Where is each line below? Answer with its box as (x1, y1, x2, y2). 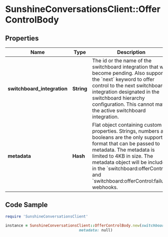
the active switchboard (92, 107, 146, 114)
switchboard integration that (92, 63, 158, 70)
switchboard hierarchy (92, 95, 145, 101)
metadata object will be (92, 159, 147, 166)
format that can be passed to (92, 140, 160, 147)
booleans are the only (92, 134, 143, 141)
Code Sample (5, 201, 48, 209)
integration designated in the (92, 88, 160, 95)
